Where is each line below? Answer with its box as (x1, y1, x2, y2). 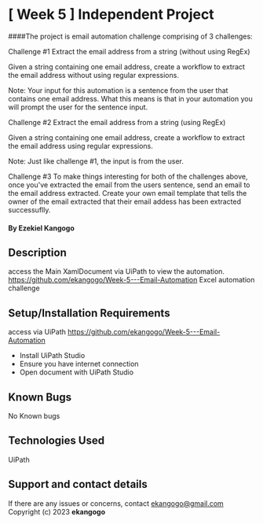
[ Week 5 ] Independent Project (8, 6, 214, 24)
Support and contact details (8, 478, 148, 491)
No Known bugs (8, 411, 60, 420)
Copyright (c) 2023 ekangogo (8, 507, 106, 516)
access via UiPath (8, 327, 67, 337)
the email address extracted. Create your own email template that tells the (8, 188, 247, 197)
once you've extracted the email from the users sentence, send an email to (8, 179, 250, 190)
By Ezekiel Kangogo (8, 223, 75, 233)
